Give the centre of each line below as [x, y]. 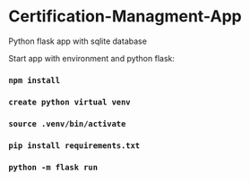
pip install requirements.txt [74, 145]
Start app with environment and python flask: [92, 58]
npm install [34, 80]
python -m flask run [53, 167]
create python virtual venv [69, 102]
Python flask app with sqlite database [78, 41]
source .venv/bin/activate [67, 123]
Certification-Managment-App [125, 16]
